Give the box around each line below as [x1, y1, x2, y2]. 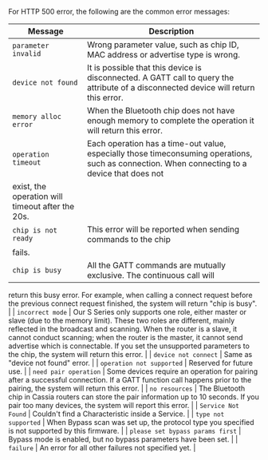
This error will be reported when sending [86, 224, 240, 235]
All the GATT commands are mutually [86, 260, 226, 271]
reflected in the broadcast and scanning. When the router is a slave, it [8, 324, 238, 334]
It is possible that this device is [86, 62, 202, 73]
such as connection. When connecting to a [86, 158, 247, 169]
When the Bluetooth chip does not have [86, 105, 235, 116]
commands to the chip [86, 234, 171, 244]
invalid [12, 50, 41, 58]
